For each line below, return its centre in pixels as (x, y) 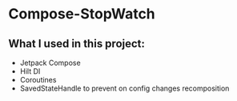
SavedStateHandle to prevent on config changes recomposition (125, 88)
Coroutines (38, 80)
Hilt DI (30, 71)
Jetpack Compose (50, 63)
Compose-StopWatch (82, 14)
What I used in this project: (77, 44)
